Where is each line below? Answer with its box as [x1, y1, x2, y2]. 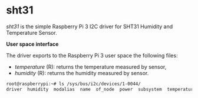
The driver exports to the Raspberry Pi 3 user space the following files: [6, 52, 178, 59]
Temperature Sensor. [6, 29, 57, 36]
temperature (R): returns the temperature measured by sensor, [14, 63, 167, 70]
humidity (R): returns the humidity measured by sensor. [14, 69, 149, 76]
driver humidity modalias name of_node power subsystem [6, 86, 162, 92]
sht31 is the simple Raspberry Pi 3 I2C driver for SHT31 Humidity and [6, 23, 173, 30]
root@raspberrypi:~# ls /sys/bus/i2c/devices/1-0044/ [6, 80, 141, 87]
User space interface [6, 40, 59, 48]
